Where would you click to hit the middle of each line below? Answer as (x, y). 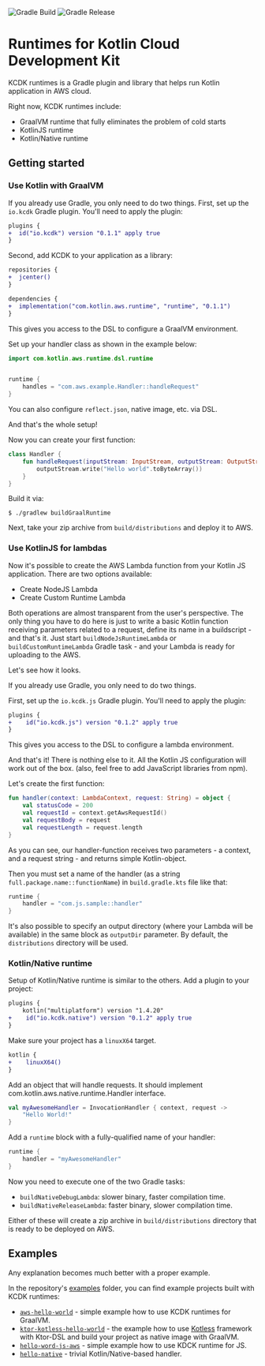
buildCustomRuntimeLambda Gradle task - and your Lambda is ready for (121, 646)
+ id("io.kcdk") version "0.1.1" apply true (84, 233)
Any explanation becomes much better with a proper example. (109, 1272)
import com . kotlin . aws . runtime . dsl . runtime (81, 358)
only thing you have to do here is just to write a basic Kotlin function (118, 621)
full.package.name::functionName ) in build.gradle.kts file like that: (118, 882)
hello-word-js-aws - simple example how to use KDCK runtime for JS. (133, 1345)
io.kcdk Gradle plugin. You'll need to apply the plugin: (95, 211)
